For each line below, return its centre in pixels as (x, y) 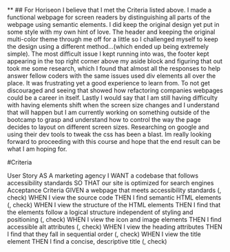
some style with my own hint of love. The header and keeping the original (111, 32)
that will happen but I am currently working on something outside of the (108, 112)
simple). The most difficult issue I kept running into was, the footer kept (108, 54)
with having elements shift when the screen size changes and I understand (113, 105)
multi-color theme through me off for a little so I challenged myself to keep (113, 39)
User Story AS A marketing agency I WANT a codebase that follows (103, 176)
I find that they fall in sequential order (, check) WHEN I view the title (104, 234)
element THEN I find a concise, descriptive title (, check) (87, 241)
